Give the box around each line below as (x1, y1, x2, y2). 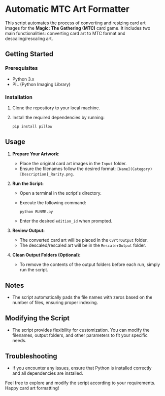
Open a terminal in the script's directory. (19, 190, 102, 196)
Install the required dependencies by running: (12, 114, 105, 120)
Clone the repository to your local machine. (12, 105, 100, 111)
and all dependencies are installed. (12, 370, 83, 376)
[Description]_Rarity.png (19, 172, 73, 176)
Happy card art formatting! (5, 385, 59, 391)
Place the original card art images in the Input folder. (19, 160, 127, 166)
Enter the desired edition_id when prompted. (19, 218, 112, 224)
